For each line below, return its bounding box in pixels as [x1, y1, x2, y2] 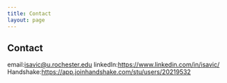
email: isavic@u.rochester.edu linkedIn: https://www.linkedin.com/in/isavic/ [7, 60, 220, 69]
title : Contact [7, 10, 52, 17]
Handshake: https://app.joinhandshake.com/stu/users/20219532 [7, 68, 191, 76]
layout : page [7, 17, 45, 24]
